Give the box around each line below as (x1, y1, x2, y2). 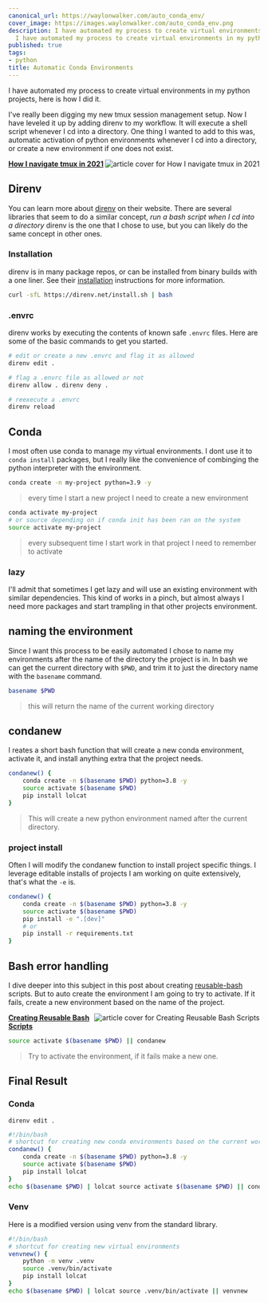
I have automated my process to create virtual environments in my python (8, 85, 250, 95)
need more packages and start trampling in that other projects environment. (8, 601, 258, 611)
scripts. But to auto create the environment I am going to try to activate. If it (8, 989, 255, 999)
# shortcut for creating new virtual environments (8, 1242, 180, 1250)
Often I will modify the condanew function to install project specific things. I (8, 860, 257, 870)
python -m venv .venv (22, 1257, 94, 1265)
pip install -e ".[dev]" (22, 915, 105, 923)
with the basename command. (8, 671, 102, 681)
